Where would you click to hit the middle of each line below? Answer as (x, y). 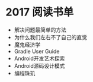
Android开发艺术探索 (39, 58)
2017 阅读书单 (40, 12)
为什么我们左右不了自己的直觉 (50, 37)
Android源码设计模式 (39, 65)
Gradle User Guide (37, 51)
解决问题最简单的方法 (40, 30)
